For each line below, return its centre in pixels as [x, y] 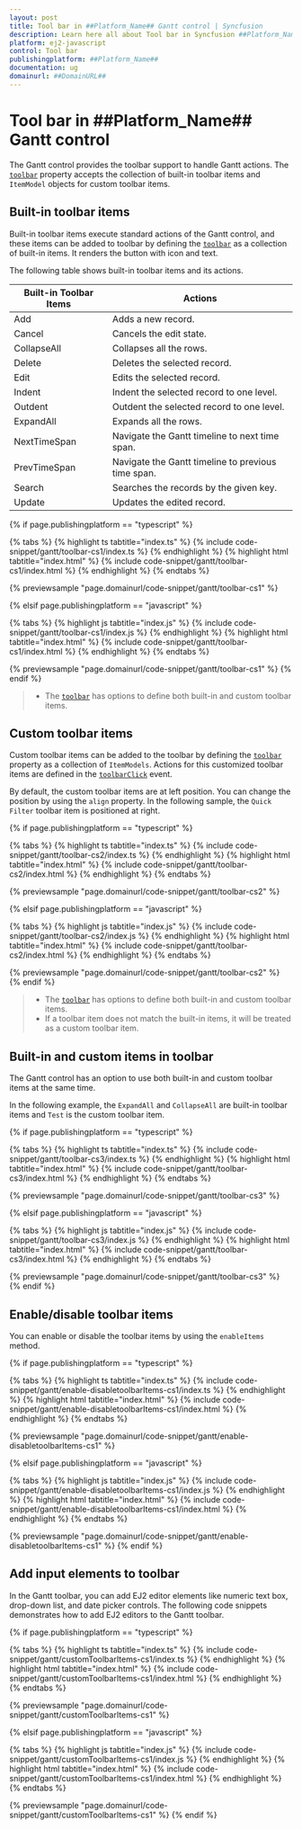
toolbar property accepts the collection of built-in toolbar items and [135, 174]
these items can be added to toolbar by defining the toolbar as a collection [148, 243]
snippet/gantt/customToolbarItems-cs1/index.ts [97, 1659]
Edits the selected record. [166, 377]
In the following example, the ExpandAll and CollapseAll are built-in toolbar [148, 1105]
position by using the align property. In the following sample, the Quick [141, 801]
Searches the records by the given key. [195, 487]
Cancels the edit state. [159, 334]
